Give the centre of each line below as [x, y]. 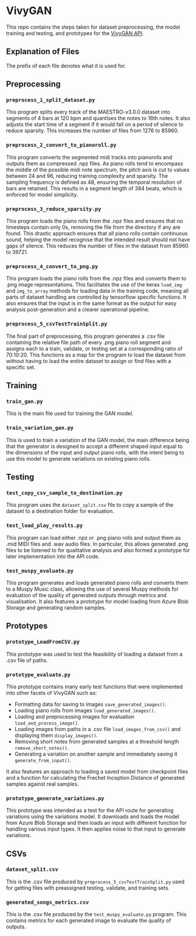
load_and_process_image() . [47, 723]
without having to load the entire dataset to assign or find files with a [89, 361]
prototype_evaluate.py [38, 675]
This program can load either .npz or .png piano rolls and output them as [94, 537]
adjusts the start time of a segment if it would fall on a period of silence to [95, 125]
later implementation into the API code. [53, 556]
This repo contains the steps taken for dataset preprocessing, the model [93, 27]
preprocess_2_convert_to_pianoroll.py [61, 145]
